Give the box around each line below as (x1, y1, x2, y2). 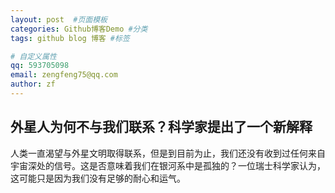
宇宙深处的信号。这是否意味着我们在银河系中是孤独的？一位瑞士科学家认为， (10, 159, 326, 171)
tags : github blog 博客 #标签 (10, 33, 130, 43)
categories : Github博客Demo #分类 (10, 24, 148, 34)
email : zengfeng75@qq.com (10, 70, 118, 80)
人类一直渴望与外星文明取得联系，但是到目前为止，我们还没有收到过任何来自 (10, 147, 326, 159)
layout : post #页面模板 (10, 14, 108, 25)
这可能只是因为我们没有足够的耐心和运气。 (10, 172, 186, 184)
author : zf (10, 79, 56, 90)
